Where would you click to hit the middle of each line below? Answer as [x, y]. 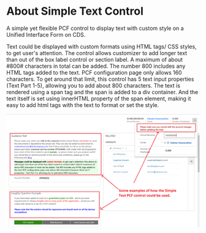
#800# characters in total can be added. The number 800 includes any [96, 66]
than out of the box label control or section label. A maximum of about [94, 59]
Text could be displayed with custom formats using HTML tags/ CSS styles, [102, 46]
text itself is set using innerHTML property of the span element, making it [99, 98]
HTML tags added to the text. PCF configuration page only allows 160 [94, 72]
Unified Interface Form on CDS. [46, 34]
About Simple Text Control [75, 11]
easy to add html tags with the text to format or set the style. [83, 105]
